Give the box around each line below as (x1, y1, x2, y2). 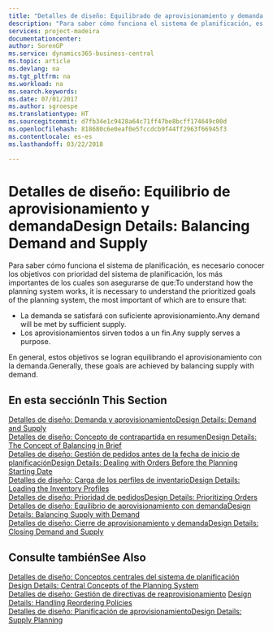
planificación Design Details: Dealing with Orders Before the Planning (8, 458, 238, 467)
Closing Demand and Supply (8, 527, 104, 536)
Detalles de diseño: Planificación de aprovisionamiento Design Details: (8, 606, 242, 617)
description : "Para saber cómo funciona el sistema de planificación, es (8, 19, 264, 28)
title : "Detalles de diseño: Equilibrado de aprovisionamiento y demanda (8, 11, 264, 20)
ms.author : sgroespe (8, 102, 79, 110)
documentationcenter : (8, 34, 82, 43)
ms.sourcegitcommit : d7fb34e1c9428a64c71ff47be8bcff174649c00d (8, 118, 227, 126)
